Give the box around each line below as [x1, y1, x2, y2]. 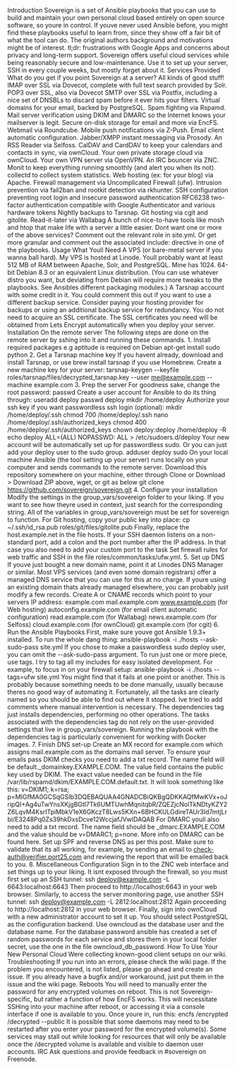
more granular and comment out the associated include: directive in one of [7, 238, 224, 246]
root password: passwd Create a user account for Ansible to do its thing [7, 388, 217, 396]
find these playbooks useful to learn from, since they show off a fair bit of [7, 28, 221, 37]
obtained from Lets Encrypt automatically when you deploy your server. [7, 321, 215, 329]
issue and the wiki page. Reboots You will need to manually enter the [7, 980, 207, 988]
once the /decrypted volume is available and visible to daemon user [7, 1040, 205, 1048]
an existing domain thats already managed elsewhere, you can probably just [7, 583, 229, 591]
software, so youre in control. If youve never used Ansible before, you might [7, 21, 228, 29]
